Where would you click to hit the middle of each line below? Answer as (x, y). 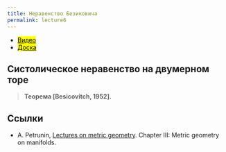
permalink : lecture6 (37, 20)
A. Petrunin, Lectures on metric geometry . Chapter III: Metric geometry (118, 135)
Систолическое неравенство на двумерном (108, 69)
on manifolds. (37, 142)
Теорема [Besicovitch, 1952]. (68, 96)
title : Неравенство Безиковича (52, 14)
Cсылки (25, 118)
